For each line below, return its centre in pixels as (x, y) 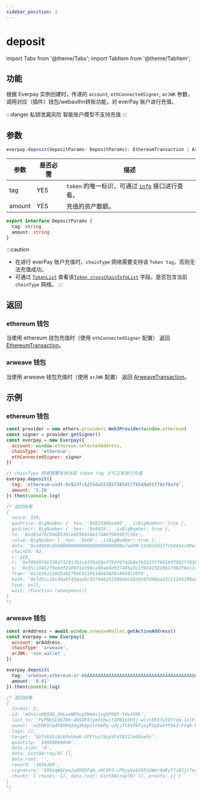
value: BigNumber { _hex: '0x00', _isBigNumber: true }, (84, 540)
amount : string (31, 232)
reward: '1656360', (36, 765)
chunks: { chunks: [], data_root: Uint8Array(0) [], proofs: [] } (96, 776)
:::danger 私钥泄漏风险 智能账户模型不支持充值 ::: (67, 114)
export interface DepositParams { (50, 221)
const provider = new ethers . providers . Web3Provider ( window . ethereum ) (96, 429)
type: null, (27, 585)
